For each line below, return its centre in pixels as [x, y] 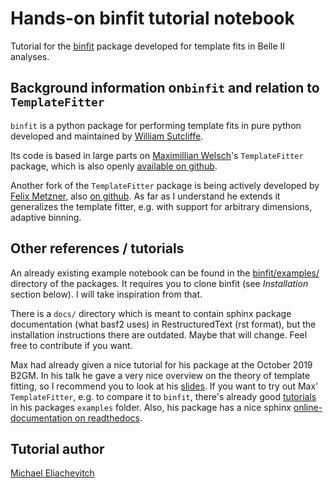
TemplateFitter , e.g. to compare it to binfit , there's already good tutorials [163, 396]
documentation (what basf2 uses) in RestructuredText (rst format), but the [163, 324]
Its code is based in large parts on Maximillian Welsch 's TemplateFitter [157, 155]
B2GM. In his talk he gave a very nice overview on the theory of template [160, 375]
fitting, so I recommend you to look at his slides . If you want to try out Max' [164, 386]
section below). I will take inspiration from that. [106, 294]
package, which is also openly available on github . [114, 166]
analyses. [30, 56]
